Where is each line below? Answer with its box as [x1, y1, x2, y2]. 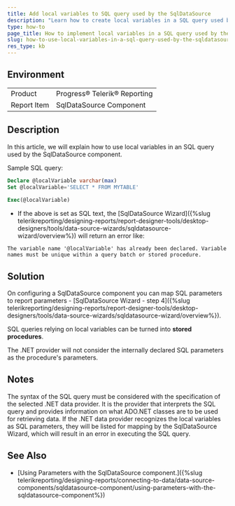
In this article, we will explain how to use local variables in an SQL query [7, 142, 215, 151]
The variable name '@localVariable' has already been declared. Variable [7, 245, 227, 252]
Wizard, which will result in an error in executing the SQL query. [7, 429, 191, 438]
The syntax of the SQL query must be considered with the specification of [7, 392, 221, 400]
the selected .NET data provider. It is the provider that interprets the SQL [7, 399, 216, 408]
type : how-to [7, 23, 45, 30]
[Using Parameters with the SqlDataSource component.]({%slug [17, 468, 203, 477]
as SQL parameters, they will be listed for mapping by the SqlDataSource [7, 422, 218, 430]
